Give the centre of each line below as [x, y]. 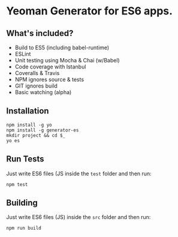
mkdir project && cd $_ [36, 135]
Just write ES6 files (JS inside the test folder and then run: [79, 173]
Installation [28, 111]
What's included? [40, 33]
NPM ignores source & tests [49, 79]
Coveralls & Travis [37, 73]
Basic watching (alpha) [43, 92]
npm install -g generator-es [43, 130]
